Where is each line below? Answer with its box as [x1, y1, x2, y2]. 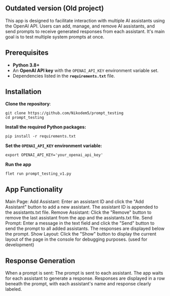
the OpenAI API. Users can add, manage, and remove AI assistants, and [5, 23, 155, 29]
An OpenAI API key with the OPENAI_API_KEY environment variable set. [12, 67, 159, 73]
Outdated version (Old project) [5, 4, 104, 13]
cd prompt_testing [5, 115, 44, 120]
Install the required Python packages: [5, 124, 86, 130]
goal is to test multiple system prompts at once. [5, 34, 105, 40]
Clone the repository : [5, 101, 51, 107]
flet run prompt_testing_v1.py [5, 171, 72, 177]
